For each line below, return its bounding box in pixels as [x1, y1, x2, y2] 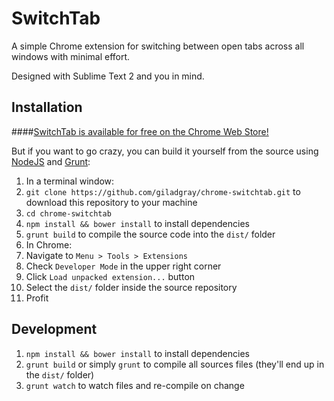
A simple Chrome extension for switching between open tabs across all [11, 40, 305, 52]
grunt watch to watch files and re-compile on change [25, 379, 245, 391]
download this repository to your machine [25, 196, 198, 208]
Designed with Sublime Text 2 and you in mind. [11, 70, 205, 82]
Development [11, 321, 98, 338]
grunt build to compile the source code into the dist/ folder [25, 228, 276, 240]
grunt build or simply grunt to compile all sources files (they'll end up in [25, 358, 325, 370]
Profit [25, 292, 49, 304]
